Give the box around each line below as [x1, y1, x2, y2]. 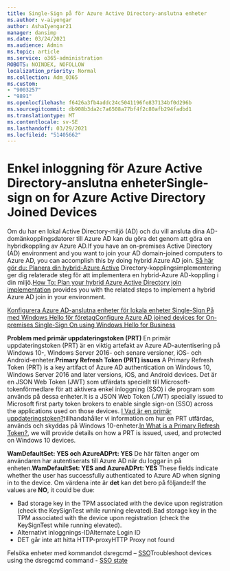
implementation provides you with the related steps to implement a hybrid [7, 285, 216, 294]
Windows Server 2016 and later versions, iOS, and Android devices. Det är [7, 371, 218, 379]
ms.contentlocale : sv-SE [7, 118, 78, 126]
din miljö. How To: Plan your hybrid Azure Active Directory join [7, 279, 182, 287]
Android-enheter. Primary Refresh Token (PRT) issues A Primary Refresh [7, 356, 214, 364]
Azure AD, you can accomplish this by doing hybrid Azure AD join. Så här [7, 257, 214, 265]
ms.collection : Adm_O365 [7, 73, 78, 81]
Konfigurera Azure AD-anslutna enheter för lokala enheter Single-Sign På [7, 306, 214, 314]
